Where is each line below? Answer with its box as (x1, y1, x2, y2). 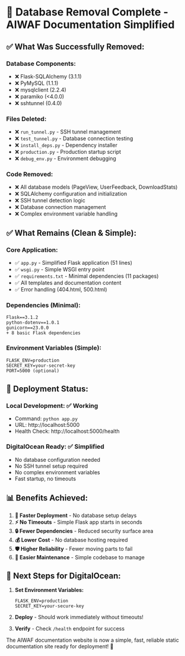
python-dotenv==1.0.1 (6, 320, 60, 326)
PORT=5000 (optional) (6, 367, 60, 373)
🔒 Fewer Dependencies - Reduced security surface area (14, 527, 154, 534)
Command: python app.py (14, 415, 78, 422)
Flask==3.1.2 (6, 315, 39, 321)
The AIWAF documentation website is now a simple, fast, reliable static (6, 636, 179, 644)
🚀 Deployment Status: (6, 384, 89, 394)
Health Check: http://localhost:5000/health (14, 427, 120, 435)
